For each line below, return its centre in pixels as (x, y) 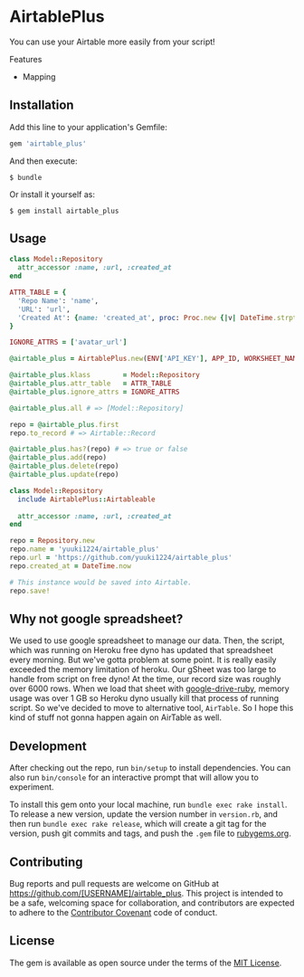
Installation (42, 105)
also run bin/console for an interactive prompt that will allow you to (134, 778)
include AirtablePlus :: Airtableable (86, 499)
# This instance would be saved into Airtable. (101, 582)
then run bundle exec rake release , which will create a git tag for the (138, 824)
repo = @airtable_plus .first (64, 424)
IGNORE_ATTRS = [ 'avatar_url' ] (68, 342)
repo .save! (30, 591)
